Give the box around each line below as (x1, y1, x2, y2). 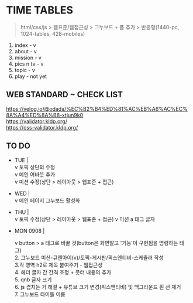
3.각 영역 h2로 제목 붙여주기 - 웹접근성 (14, 261, 103, 268)
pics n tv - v (14, 60, 44, 67)
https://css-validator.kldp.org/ (6, 124, 78, 131)
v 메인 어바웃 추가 (14, 171, 56, 178)
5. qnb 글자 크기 (14, 276, 52, 283)
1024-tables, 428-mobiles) (20, 30, 85, 37)
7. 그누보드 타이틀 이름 (14, 291, 66, 298)
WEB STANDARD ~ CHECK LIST (6, 90, 123, 100)
